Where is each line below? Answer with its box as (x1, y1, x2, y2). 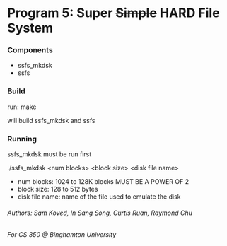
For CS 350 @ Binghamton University (7, 230, 117, 239)
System (7, 20, 54, 36)
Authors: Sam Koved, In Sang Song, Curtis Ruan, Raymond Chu (7, 209, 193, 217)
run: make (7, 102, 37, 111)
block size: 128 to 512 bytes (17, 185, 98, 194)
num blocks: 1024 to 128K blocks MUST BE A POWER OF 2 (17, 177, 190, 186)
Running (7, 134, 37, 143)
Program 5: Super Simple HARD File (7, 5, 221, 21)
